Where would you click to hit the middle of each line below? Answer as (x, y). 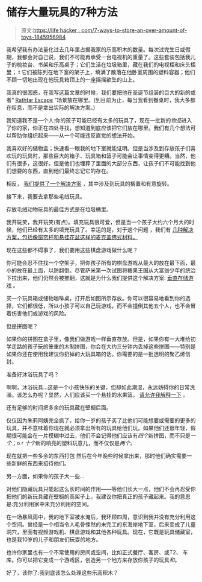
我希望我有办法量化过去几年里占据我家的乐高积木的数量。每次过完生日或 (96, 49)
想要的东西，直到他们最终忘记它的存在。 (61, 171)
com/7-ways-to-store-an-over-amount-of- (134, 30)
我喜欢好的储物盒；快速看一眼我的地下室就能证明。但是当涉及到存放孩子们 (98, 148)
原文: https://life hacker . (50, 30)
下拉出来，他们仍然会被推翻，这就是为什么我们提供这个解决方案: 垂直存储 (97, 277)
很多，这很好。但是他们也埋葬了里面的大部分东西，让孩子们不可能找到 (103, 163)
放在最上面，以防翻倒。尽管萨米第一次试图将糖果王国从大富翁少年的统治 (106, 270)
